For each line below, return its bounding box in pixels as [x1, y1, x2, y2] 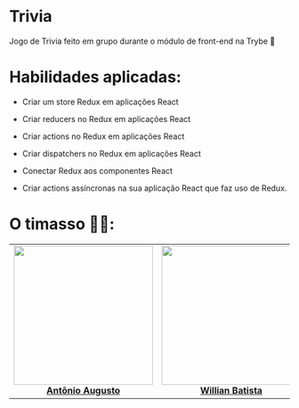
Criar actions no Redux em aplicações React [21, 131, 185, 142]
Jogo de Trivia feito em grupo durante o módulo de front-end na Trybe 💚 [9, 36, 276, 46]
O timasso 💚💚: [9, 214, 116, 234]
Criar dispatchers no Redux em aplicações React [21, 148, 202, 159]
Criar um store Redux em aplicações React [21, 96, 180, 107]
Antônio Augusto [45, 384, 121, 396]
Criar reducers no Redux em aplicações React [21, 113, 191, 124]
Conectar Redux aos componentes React [21, 165, 174, 175]
